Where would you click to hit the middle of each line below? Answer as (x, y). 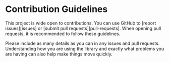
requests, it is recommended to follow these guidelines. (63, 33)
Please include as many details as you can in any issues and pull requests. (82, 43)
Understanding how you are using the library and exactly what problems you (85, 48)
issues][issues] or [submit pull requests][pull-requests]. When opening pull (83, 28)
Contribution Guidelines (57, 9)
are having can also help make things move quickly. (59, 54)
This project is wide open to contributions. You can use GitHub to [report (81, 23)
